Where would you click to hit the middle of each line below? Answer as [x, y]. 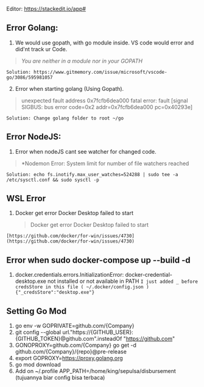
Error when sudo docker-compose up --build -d [98, 260]
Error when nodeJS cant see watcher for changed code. [86, 151]
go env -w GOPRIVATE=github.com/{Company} [75, 326]
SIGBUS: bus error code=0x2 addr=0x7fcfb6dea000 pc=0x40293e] [107, 107]
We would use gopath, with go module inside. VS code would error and [104, 43]
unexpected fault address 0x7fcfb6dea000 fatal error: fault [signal [104, 101]
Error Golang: [32, 28]
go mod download [38, 364]
